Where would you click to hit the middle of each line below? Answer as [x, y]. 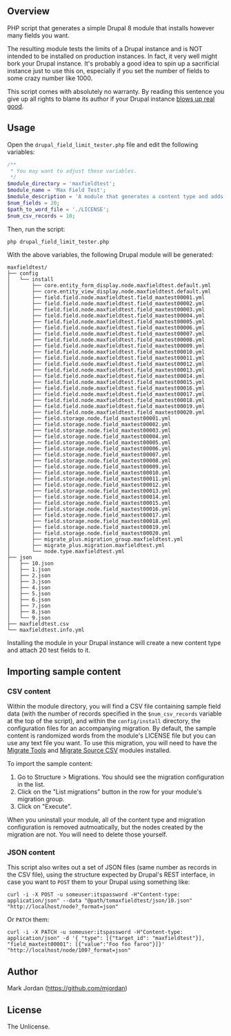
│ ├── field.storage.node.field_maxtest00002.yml [89, 424]
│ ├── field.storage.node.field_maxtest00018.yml [89, 521]
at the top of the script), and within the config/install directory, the [104, 721]
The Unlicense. [29, 1027]
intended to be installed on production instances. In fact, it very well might [112, 56]
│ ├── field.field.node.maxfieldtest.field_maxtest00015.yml [106, 382]
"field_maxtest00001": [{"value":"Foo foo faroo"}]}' [86, 944]
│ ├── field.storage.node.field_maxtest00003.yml [89, 430]
